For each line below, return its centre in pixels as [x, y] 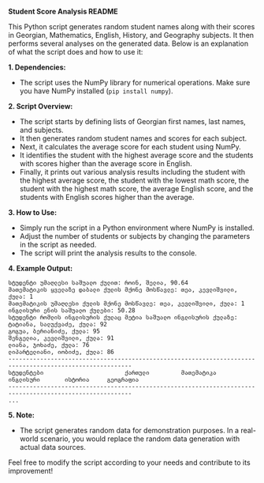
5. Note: [22, 415]
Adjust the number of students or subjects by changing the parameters [135, 236]
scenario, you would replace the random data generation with [140, 439]
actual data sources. [53, 447]
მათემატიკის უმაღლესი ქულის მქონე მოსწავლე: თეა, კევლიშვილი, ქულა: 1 [126, 304]
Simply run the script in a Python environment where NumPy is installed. [137, 228]
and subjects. [42, 130]
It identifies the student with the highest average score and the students [136, 155]
